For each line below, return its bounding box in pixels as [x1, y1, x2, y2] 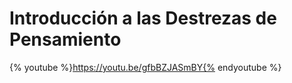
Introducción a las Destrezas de [9, 7, 277, 30]
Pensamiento [9, 28, 122, 51]
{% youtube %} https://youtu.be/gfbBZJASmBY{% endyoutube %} [9, 61, 282, 73]
